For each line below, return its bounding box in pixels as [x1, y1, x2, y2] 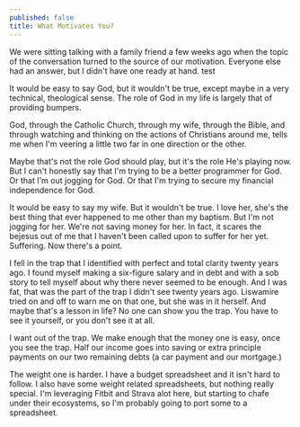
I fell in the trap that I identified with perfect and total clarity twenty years [9, 257, 279, 268]
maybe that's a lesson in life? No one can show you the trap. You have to [9, 305, 278, 316]
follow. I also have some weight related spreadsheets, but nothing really [9, 378, 275, 389]
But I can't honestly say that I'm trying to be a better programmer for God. [9, 165, 283, 176]
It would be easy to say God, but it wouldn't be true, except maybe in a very [9, 83, 289, 93]
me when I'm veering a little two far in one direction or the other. [9, 138, 247, 149]
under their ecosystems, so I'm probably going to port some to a [9, 397, 248, 408]
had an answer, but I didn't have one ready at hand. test [9, 65, 216, 76]
